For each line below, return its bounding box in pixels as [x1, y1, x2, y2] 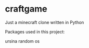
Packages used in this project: [5, 29, 65, 34]
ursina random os [5, 38, 40, 44]
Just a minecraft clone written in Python [5, 19, 84, 25]
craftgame [5, 3, 47, 15]
